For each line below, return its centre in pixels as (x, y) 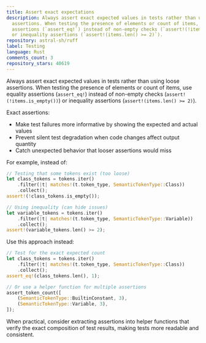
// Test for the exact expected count (56, 253)
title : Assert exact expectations (51, 12)
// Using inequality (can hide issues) (57, 207)
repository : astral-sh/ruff (42, 40)
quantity (26, 144)
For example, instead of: (37, 162)
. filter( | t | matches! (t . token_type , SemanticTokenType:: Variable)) (105, 218)
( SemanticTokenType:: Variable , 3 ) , (63, 304)
